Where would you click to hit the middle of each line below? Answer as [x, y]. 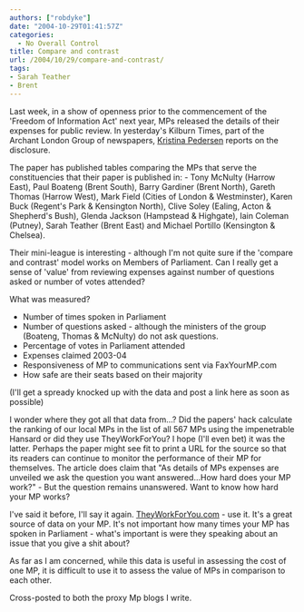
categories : [32, 35]
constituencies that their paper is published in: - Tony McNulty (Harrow [142, 177]
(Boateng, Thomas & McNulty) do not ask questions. [121, 336]
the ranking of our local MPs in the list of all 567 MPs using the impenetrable [152, 429]
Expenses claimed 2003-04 [74, 355]
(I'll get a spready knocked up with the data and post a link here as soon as [150, 392]
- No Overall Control [59, 43]
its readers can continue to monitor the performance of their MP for [135, 458]
